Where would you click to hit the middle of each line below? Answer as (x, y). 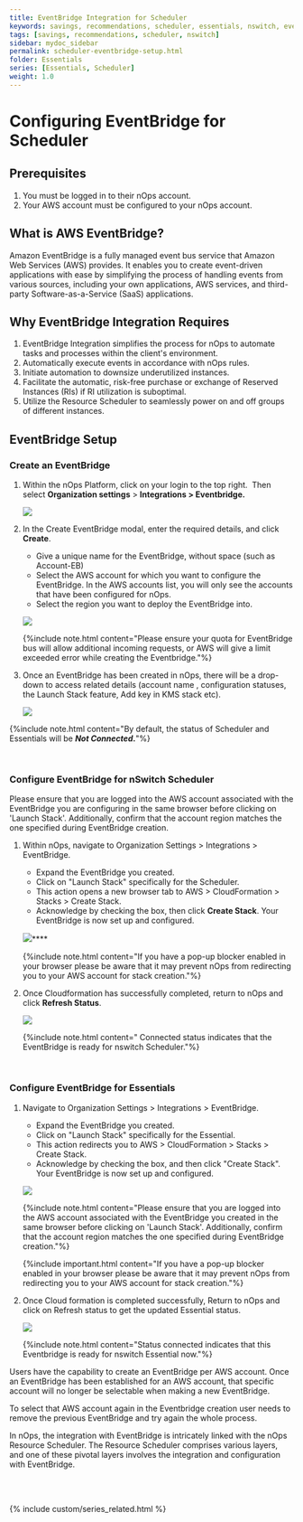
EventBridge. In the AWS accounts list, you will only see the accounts (164, 585)
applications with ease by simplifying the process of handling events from (147, 274)
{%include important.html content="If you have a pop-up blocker (143, 1264)
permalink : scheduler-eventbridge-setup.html (96, 52)
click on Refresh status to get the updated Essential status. (132, 1310)
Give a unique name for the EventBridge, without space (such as (156, 556)
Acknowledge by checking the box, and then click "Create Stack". (158, 1163)
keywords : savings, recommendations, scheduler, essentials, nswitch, (145, 26)
